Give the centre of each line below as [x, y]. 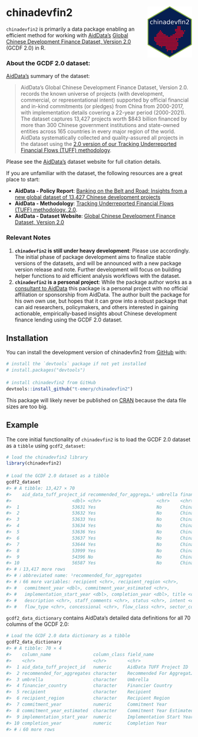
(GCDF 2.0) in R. [26, 48]
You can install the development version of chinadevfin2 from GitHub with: [97, 352]
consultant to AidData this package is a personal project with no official [101, 288]
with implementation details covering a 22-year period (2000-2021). [103, 113]
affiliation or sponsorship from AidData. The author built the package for [102, 294]
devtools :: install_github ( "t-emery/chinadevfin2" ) [70, 389]
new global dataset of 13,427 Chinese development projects [88, 197]
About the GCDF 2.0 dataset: [48, 63]
